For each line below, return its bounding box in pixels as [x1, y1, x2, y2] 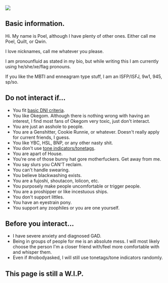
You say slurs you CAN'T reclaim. [12, 161, 83, 167]
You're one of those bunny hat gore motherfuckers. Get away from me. [12, 156, 161, 162]
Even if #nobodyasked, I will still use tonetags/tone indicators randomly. [12, 254, 163, 261]
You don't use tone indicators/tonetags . [12, 145, 95, 151]
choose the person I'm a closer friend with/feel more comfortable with [12, 244, 160, 250]
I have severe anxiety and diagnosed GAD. [12, 233, 102, 239]
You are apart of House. [12, 150, 63, 157]
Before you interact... [5, 219, 75, 228]
